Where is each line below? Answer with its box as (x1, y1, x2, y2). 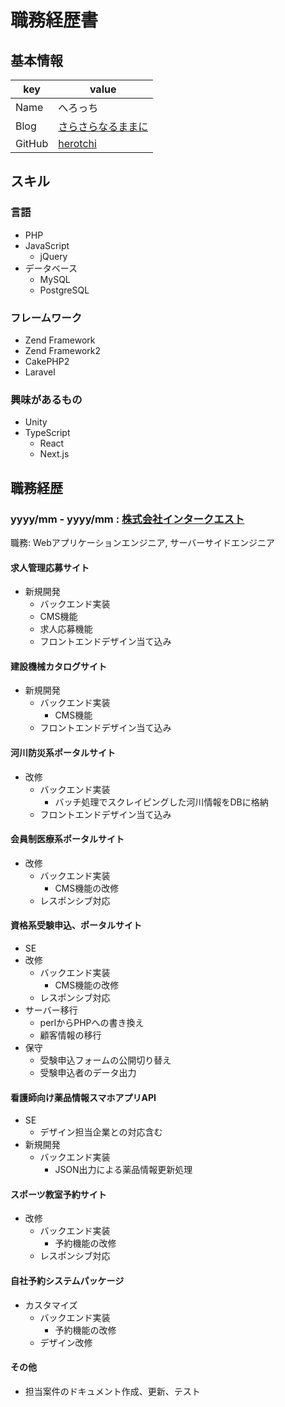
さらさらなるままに (58, 120, 149, 133)
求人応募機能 (39, 623, 93, 635)
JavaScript (24, 239, 70, 251)
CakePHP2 (24, 355, 70, 367)
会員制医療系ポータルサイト (10, 833, 125, 845)
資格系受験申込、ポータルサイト (10, 919, 142, 931)
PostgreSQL (39, 284, 90, 296)
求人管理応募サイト (10, 561, 90, 573)
